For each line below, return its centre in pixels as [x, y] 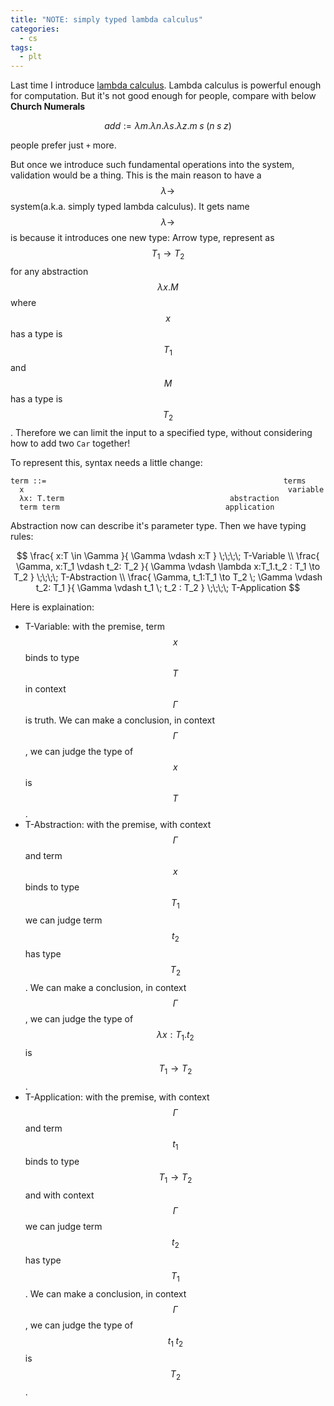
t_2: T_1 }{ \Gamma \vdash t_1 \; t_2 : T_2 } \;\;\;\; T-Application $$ [168, 587]
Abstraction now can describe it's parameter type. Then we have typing [158, 525]
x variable [172, 489]
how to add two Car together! [70, 443]
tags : [21, 47]
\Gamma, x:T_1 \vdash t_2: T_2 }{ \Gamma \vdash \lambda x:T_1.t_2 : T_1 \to [168, 566]
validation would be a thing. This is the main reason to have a [136, 175]
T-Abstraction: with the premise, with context [118, 824]
